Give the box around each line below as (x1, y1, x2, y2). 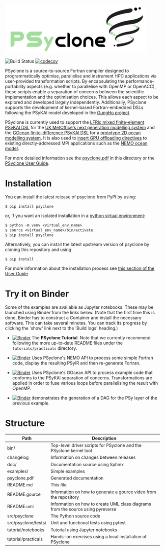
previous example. (12, 400, 50, 406)
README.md (7, 482, 33, 488)
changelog (7, 454, 29, 460)
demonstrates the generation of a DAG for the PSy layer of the (31, 395, 158, 401)
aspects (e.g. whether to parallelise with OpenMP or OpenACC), (27, 83, 156, 90)
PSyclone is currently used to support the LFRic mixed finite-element (5, 119, 145, 125)
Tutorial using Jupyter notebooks (51, 527, 117, 533)
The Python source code (51, 513, 101, 519)
